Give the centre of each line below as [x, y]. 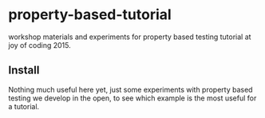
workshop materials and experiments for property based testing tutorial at [130, 37]
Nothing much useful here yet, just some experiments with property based [131, 89]
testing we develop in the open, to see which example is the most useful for [132, 98]
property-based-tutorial [90, 15]
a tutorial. [24, 106]
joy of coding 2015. [40, 45]
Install [24, 71]
